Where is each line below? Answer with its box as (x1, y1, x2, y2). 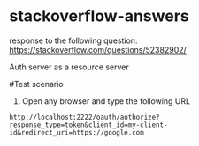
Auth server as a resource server (9, 62, 130, 72)
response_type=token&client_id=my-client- (9, 120, 168, 129)
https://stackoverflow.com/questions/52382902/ (9, 44, 188, 55)
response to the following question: (9, 35, 138, 46)
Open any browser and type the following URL (21, 95, 191, 106)
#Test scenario (9, 78, 64, 89)
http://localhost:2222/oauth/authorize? (9, 113, 161, 121)
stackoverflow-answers (9, 6, 189, 26)
